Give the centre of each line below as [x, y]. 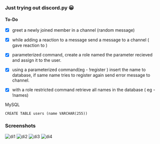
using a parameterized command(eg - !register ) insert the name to [79, 70]
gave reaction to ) [30, 45]
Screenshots [20, 126]
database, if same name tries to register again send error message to [81, 75]
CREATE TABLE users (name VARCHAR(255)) [47, 114]
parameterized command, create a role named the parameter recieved [82, 55]
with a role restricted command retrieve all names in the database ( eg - [84, 90]
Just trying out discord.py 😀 [40, 8]
